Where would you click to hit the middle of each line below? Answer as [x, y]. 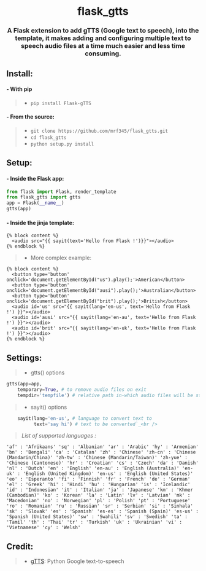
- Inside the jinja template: [40, 222]
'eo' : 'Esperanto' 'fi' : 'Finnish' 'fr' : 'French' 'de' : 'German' [98, 479]
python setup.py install [62, 144]
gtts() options [48, 372]
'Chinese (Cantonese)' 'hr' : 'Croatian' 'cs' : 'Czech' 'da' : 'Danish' [103, 463]
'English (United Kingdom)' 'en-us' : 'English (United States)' [108, 474]
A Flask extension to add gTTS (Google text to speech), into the [103, 31]
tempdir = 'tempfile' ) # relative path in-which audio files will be [105, 395]
